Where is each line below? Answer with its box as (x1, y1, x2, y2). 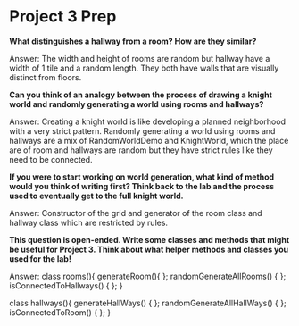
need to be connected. (9, 154, 93, 164)
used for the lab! (9, 253, 71, 264)
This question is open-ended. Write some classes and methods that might (9, 234, 290, 245)
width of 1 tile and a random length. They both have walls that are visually (9, 63, 279, 73)
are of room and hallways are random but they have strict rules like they (9, 145, 274, 155)
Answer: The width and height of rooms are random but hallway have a (9, 53, 270, 63)
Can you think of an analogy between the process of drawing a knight (9, 89, 272, 100)
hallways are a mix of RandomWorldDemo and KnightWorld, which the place (9, 135, 289, 146)
